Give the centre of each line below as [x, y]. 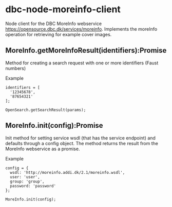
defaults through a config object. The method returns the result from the [82, 143]
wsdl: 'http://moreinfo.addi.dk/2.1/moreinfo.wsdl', [68, 172]
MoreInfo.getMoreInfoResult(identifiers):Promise [86, 50]
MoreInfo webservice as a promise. [43, 149]
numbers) [16, 68]
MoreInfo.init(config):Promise [54, 125]
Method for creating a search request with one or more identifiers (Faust [82, 63]
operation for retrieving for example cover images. [59, 34]
